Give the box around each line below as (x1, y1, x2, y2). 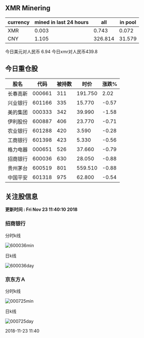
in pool (120, 18, 137, 25)
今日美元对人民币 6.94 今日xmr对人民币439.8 (5, 48, 98, 54)
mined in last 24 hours (34, 18, 89, 25)
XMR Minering (5, 4, 51, 12)
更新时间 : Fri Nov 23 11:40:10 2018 (5, 206, 78, 213)
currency (7, 18, 30, 25)
